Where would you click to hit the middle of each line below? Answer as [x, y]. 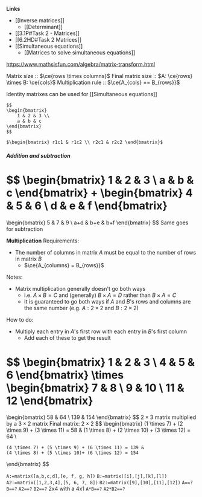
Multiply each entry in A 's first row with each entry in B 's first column [101, 331]
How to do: [20, 319]
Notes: [14, 277]
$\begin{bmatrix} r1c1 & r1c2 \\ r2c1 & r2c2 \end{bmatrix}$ [85, 142]
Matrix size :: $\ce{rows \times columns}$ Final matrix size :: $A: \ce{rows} [99, 76]
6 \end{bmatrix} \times [65, 375]
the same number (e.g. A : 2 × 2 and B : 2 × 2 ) [81, 308]
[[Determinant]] [43, 27]
